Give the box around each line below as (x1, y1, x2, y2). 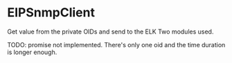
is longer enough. (7, 48, 57, 56)
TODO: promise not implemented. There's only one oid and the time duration (7, 40, 226, 49)
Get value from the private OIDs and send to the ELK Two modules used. (7, 27, 214, 36)
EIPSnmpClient (7, 5, 96, 21)
